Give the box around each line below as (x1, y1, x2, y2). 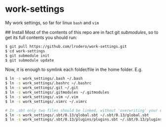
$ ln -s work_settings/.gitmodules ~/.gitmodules (5, 90, 110, 95)
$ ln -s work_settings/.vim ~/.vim (5, 95, 79, 99)
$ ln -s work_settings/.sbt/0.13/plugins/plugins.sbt (5, 117, 119, 122)
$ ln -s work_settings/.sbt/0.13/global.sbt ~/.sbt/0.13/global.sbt (5, 112, 149, 118)
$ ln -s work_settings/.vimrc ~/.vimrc (5, 99, 87, 104)
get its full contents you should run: (5, 34, 78, 40)
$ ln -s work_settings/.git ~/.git (5, 85, 79, 91)
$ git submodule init (5, 53, 50, 58)
